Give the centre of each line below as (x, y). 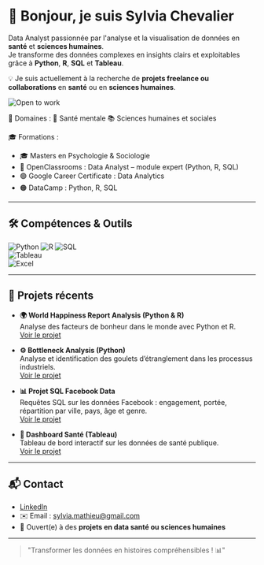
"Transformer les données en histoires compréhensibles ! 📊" (126, 550)
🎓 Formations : (33, 136)
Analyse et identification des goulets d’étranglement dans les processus (136, 359)
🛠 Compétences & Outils (70, 224)
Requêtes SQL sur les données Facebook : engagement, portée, (123, 402)
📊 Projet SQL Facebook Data (67, 391)
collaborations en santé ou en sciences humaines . (92, 87)
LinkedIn (33, 507)
